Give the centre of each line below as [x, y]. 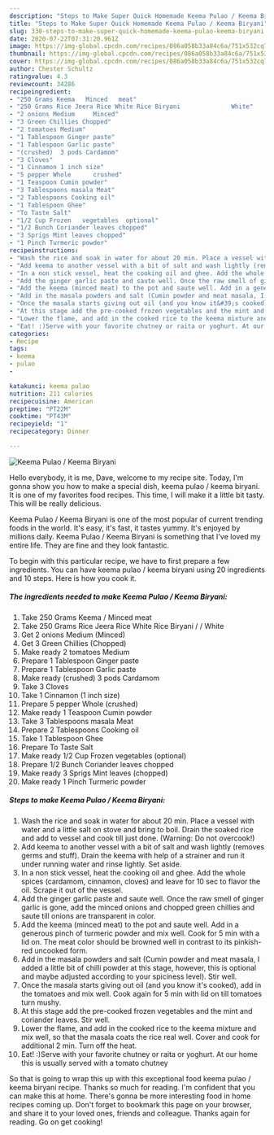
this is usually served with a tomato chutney [95, 1063]
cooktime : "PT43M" [40, 417]
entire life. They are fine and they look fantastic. [89, 545]
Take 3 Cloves [45, 686]
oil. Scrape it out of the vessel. [72, 890]
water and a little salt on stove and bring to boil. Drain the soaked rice [137, 829]
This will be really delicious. [56, 503]
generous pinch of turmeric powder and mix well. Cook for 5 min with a [140, 933]
